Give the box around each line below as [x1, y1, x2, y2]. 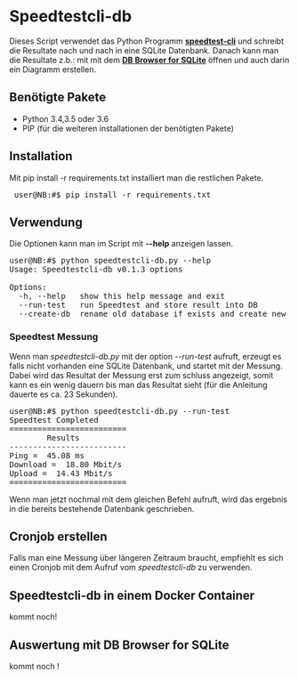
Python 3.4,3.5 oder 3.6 [21, 113, 109, 124]
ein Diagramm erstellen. [9, 64, 96, 75]
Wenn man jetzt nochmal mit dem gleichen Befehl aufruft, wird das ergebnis [9, 494, 287, 505]
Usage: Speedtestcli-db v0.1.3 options [9, 264, 183, 275]
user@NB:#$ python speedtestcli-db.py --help [9, 255, 212, 266]
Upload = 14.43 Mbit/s [9, 468, 113, 478]
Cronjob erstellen [9, 529, 109, 545]
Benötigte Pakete [9, 90, 107, 105]
